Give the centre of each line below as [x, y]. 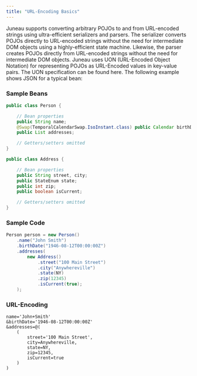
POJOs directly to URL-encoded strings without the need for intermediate [95, 41]
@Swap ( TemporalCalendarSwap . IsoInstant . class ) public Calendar [96, 127]
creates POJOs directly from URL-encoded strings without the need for [92, 53]
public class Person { [34, 105]
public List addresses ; [46, 133]
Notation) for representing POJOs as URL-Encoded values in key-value [91, 66]
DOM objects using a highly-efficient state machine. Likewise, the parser [94, 47]
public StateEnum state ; [47, 181]
